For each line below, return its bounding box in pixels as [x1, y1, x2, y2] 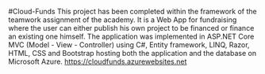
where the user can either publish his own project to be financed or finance [8, 24, 255, 32]
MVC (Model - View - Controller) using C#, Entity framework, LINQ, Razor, [8, 40, 250, 50]
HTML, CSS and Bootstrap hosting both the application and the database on [8, 49, 256, 57]
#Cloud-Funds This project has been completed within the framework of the [8, 7, 257, 16]
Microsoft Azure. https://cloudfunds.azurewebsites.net [8, 57, 187, 66]
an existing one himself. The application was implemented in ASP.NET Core [8, 31, 255, 41]
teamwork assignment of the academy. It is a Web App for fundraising [8, 15, 237, 24]
